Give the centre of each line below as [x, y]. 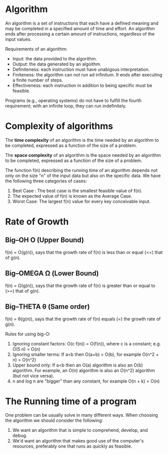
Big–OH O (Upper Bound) [44, 240]
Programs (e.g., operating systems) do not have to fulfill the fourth [73, 100]
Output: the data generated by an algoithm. [57, 64]
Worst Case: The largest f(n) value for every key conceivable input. [81, 201]
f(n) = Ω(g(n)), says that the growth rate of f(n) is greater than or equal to [80, 286]
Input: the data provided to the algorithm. [55, 58]
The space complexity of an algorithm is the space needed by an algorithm [83, 155]
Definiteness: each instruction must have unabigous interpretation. [81, 69]
